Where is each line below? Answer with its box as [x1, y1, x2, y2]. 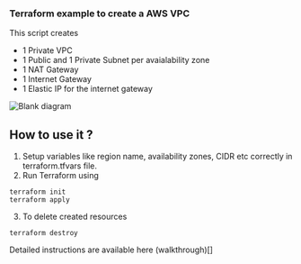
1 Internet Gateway [22, 74, 93, 85]
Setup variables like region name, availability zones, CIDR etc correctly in [22, 151, 293, 162]
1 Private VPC [22, 45, 74, 56]
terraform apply [9, 196, 70, 205]
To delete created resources [22, 211, 128, 223]
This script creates [9, 28, 79, 39]
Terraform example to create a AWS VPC [9, 7, 190, 20]
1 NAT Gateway [22, 64, 79, 75]
